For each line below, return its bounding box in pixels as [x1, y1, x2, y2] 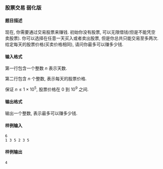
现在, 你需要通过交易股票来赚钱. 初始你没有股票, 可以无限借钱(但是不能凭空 [5, 29, 156, 35]
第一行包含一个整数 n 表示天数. [5, 65, 68, 72]
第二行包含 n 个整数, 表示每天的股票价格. [5, 76, 87, 82]
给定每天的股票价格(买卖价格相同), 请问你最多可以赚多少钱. [5, 42, 124, 48]
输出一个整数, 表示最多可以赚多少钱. [5, 110, 78, 116]
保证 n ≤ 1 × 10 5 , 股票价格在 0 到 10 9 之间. [5, 86, 89, 92]
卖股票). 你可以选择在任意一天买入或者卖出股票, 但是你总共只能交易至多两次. [5, 35, 159, 41]
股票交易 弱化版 [5, 4, 42, 11]
